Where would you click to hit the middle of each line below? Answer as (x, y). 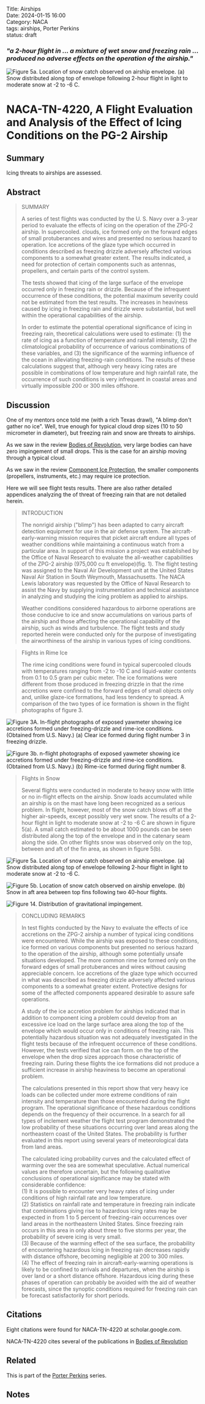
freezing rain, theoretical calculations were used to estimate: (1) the (106, 334)
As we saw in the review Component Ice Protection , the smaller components (102, 469)
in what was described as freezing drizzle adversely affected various (108, 979)
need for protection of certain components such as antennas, (99, 264)
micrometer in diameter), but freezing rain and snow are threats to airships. (101, 433)
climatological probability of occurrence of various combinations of (106, 347)
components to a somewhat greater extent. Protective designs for (104, 986)
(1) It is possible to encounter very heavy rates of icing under (98, 1191)
